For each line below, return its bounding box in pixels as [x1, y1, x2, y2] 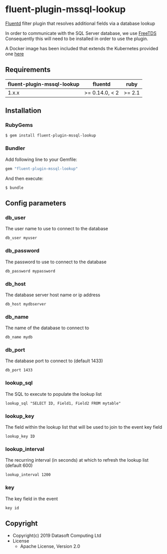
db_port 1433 [5, 368, 33, 373]
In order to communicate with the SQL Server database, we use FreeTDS [5, 30, 157, 36]
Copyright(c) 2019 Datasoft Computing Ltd [12, 533, 101, 539]
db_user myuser [5, 235, 37, 240]
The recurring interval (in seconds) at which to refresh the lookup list [5, 457, 149, 463]
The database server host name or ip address [5, 292, 100, 298]
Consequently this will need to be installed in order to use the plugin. [5, 36, 148, 42]
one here [5, 51, 24, 57]
